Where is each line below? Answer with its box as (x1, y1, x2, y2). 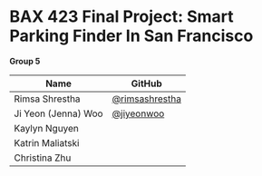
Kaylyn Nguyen (14, 122, 80, 134)
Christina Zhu (14, 152, 72, 164)
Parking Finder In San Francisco (9, 25, 254, 46)
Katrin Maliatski (14, 136, 80, 149)
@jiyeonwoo (112, 107, 165, 120)
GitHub (131, 77, 163, 90)
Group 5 (9, 55, 41, 66)
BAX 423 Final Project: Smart (9, 6, 234, 27)
